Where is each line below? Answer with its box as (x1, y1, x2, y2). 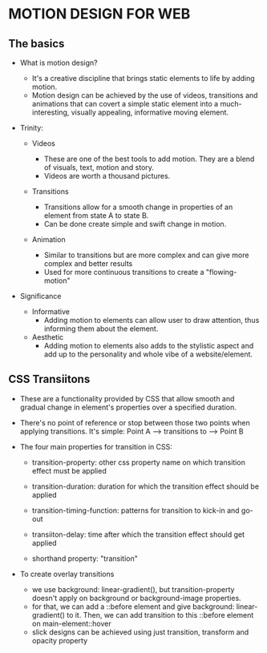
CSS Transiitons (8, 373, 91, 386)
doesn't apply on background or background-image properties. (31, 593, 242, 603)
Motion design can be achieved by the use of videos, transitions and (31, 91, 258, 100)
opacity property (31, 635, 88, 645)
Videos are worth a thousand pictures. (43, 171, 171, 180)
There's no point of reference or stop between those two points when (19, 417, 250, 427)
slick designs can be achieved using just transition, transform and (31, 627, 249, 637)
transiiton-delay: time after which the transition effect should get (31, 530, 245, 539)
